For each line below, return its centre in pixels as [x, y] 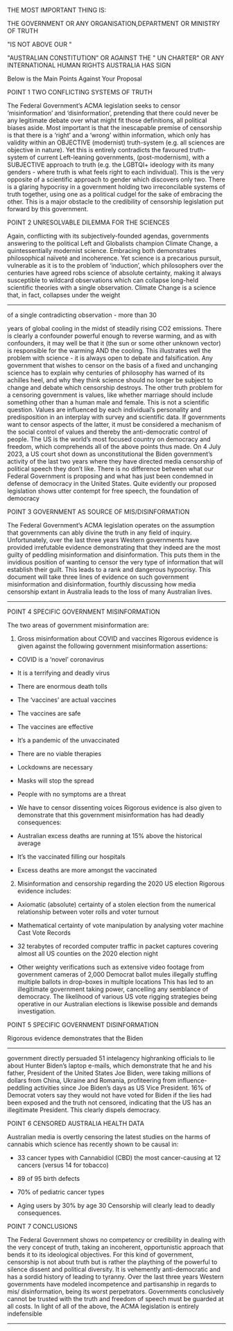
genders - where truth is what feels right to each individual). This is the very [115, 172]
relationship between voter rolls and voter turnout [88, 912]
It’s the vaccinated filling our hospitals [71, 857]
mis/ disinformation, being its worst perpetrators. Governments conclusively [116, 1291]
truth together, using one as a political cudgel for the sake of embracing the [115, 194]
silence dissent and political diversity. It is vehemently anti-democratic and [114, 1269]
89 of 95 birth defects [49, 1178]
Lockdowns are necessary [55, 767]
